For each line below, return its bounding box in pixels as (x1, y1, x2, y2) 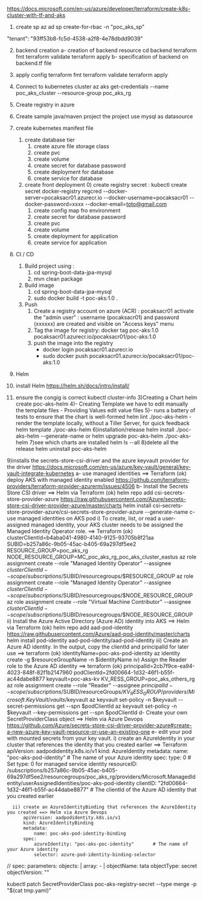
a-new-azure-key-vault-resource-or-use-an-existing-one (7, 728, 150, 735)
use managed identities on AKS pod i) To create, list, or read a (7, 515, 161, 522)
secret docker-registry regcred (24, 187, 102, 195)
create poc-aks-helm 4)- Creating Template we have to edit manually (15, 400, 188, 407)
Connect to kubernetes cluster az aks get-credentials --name (15, 83, 169, 90)
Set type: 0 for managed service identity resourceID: (7, 760, 138, 767)
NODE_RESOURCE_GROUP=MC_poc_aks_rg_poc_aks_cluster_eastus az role (7, 553, 197, 560)
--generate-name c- (144, 508, 196, 516)
